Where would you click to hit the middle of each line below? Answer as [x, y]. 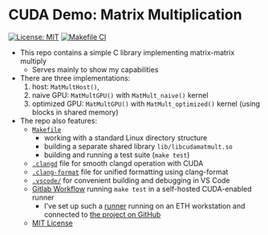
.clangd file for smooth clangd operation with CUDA [118, 163]
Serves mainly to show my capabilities [95, 69]
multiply [33, 61]
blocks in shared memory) [75, 112]
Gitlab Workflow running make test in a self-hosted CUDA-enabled [142, 188]
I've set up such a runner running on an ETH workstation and [144, 205]
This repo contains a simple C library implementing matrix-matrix [127, 52]
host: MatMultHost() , [66, 87]
